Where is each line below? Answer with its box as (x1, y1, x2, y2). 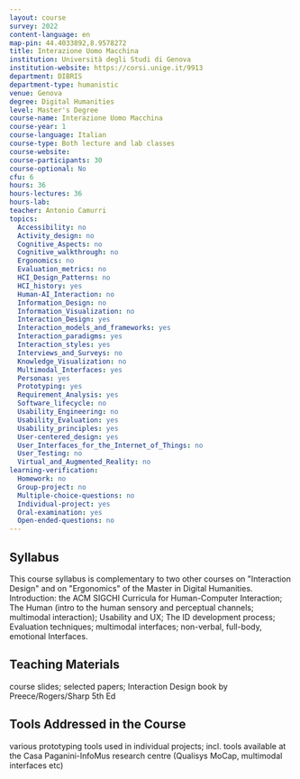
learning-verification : (9, 466, 99, 475)
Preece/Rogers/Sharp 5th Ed (9, 691, 116, 701)
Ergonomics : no (17, 256, 75, 266)
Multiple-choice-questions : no (17, 490, 135, 500)
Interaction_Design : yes (17, 315, 111, 325)
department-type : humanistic (9, 80, 119, 89)
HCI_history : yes (17, 281, 83, 290)
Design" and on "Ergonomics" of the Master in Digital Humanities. (9, 582, 253, 593)
